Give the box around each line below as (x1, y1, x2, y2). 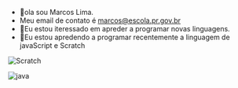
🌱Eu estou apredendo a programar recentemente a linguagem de (19, 32, 230, 42)
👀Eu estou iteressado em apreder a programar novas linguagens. (19, 24, 230, 33)
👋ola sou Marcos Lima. (19, 8, 94, 16)
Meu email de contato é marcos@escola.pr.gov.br (19, 16, 181, 25)
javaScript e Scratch (19, 41, 86, 50)
